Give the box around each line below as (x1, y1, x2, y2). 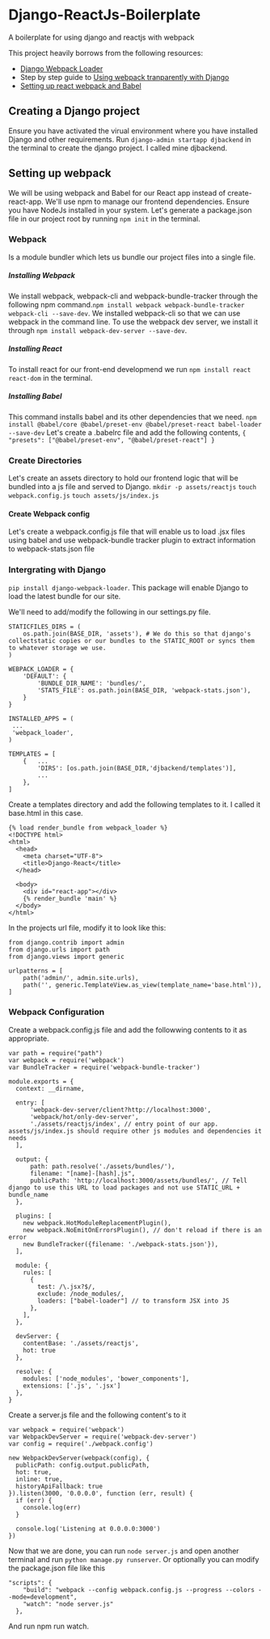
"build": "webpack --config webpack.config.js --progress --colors (23, 1586, 255, 1594)
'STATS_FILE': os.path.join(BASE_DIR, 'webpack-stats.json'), (37, 686, 251, 695)
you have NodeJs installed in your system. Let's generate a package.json (8, 205, 252, 215)
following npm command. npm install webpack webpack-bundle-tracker (8, 299, 245, 309)
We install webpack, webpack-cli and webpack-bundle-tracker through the (8, 291, 259, 301)
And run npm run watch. (8, 1621, 90, 1631)
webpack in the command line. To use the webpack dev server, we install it (8, 317, 259, 327)
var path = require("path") (8, 1049, 103, 1057)
